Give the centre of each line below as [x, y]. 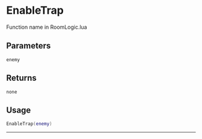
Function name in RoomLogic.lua [47, 27]
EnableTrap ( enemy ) [29, 124]
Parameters [29, 46]
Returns [22, 78]
